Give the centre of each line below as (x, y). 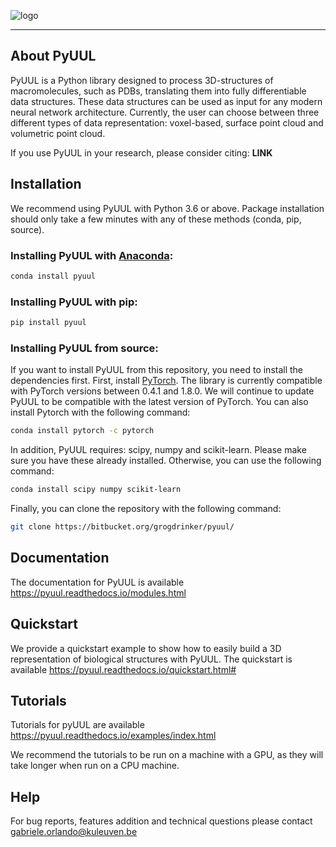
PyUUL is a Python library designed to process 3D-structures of (142, 80)
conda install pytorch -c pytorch (82, 431)
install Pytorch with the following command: (100, 412)
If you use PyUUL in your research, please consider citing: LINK (141, 152)
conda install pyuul (53, 276)
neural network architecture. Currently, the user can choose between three (165, 112)
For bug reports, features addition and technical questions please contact (161, 821)
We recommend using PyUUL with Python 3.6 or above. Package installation (167, 208)
